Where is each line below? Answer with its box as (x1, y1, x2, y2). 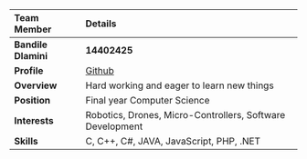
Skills (14, 135, 38, 147)
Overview (14, 79, 58, 92)
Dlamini (14, 50, 48, 62)
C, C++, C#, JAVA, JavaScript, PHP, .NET (85, 135, 261, 147)
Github (85, 65, 114, 76)
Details (85, 17, 117, 30)
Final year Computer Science (85, 94, 210, 106)
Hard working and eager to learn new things (85, 79, 274, 92)
